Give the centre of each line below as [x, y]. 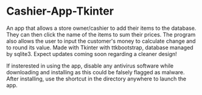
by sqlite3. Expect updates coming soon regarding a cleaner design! [92, 54]
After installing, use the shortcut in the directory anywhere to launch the [96, 79]
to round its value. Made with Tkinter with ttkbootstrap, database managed [100, 47]
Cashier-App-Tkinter [60, 11]
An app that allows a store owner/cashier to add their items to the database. [101, 28]
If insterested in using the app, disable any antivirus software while [90, 66]
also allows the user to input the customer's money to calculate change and [101, 41]
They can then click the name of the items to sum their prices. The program [101, 34]
